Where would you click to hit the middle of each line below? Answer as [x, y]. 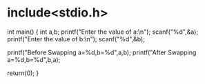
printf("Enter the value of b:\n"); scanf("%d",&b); [76, 39]
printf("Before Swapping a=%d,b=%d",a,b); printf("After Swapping [102, 52]
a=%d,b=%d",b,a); [34, 59]
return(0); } [23, 73]
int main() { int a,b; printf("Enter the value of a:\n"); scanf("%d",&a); [103, 32]
